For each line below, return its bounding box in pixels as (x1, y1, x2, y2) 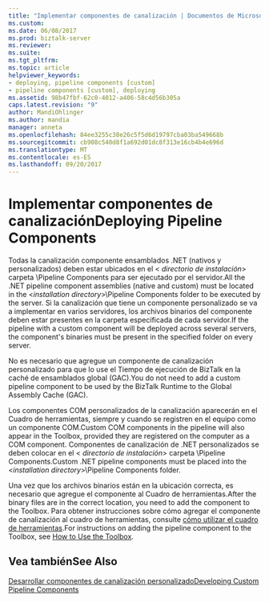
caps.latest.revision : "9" (8, 101, 98, 109)
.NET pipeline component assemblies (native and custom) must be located (8, 281, 255, 291)
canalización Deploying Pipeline (8, 212, 223, 231)
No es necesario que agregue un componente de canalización (8, 356, 214, 366)
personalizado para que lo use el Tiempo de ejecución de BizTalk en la (8, 365, 242, 375)
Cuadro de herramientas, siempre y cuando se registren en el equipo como (8, 414, 256, 424)
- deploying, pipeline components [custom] (8, 78, 156, 86)
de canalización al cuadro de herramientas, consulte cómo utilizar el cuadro (8, 515, 259, 524)
